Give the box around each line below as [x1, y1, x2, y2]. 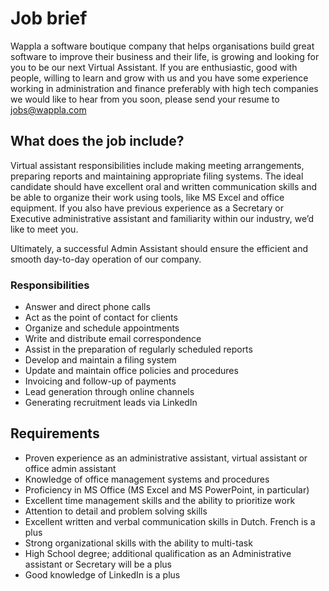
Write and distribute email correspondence [24, 333, 202, 345]
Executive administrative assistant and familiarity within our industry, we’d [10, 212, 315, 224]
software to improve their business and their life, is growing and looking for [10, 50, 320, 62]
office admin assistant [24, 462, 117, 474]
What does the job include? [10, 133, 185, 150]
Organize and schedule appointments [24, 322, 180, 334]
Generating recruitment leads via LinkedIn [24, 397, 198, 409]
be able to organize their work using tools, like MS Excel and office [10, 191, 285, 203]
